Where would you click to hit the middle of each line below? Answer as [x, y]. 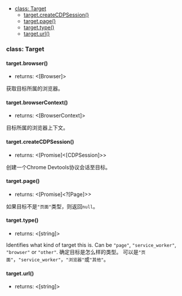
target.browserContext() [37, 102]
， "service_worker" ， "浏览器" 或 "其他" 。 [61, 259]
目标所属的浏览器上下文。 [37, 128]
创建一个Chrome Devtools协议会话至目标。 [58, 167]
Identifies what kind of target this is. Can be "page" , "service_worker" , [91, 244]
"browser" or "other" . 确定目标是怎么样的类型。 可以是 [72, 252]
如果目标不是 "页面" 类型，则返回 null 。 [52, 206]
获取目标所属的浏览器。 [35, 89]
